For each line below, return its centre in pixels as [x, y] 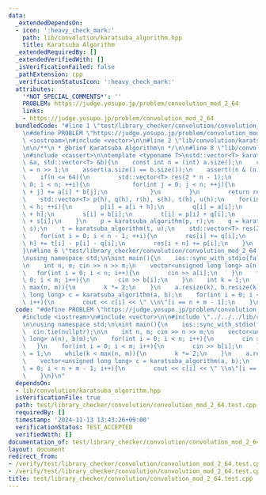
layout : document [37, 449]
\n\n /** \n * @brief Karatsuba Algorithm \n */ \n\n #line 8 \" [123, 148]
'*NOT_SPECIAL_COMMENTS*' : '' [72, 96]
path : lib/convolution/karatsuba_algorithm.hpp [102, 38]
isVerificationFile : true [58, 398]
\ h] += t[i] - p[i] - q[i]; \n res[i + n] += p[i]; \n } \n [138, 244]
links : [33, 111]
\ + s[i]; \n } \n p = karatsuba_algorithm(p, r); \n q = [131, 221]
